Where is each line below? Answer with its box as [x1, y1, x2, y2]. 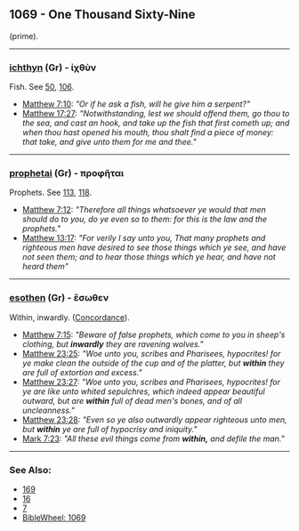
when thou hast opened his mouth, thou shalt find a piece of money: [21, 127, 274, 138]
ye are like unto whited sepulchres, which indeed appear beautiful [21, 386, 265, 397]
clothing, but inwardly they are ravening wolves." [21, 338, 204, 350]
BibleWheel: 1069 [21, 512, 86, 523]
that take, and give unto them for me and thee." [21, 137, 198, 148]
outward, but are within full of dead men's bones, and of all [21, 395, 243, 406]
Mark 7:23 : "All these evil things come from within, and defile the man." [21, 433, 285, 444]
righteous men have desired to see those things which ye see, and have [21, 242, 287, 253]
